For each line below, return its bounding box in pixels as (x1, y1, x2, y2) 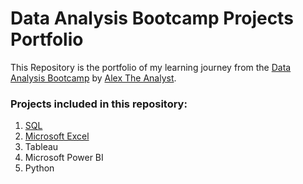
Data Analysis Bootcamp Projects (10, 7, 294, 30)
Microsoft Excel (24, 130, 90, 142)
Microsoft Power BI (24, 152, 104, 164)
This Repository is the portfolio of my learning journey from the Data (10, 61, 292, 73)
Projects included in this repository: (10, 97, 188, 111)
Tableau (24, 141, 59, 153)
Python (24, 162, 55, 174)
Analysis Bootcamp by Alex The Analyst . (10, 72, 177, 84)
